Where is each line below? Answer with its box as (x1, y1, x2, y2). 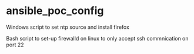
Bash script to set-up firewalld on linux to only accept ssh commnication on (6, 35, 189, 42)
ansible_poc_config (6, 4, 104, 18)
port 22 (6, 41, 25, 48)
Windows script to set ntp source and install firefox (6, 23, 129, 31)
